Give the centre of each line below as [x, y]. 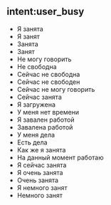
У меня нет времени [48, 112]
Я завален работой [46, 120]
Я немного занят [42, 187]
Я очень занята [40, 172]
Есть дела [32, 142]
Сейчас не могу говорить [56, 89]
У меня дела [36, 135]
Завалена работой [45, 127]
